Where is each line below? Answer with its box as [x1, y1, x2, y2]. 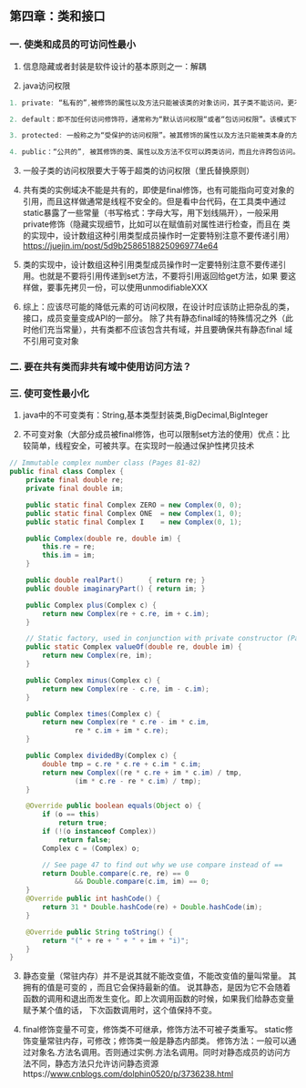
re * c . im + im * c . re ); [74, 726, 169, 735]
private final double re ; [25, 476, 125, 485]
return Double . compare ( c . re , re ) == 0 [42, 868, 189, 878]
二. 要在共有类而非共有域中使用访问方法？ [9, 361, 192, 374]
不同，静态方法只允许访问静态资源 [30, 1058, 159, 1069]
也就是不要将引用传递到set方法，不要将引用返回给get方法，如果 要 [38, 271, 289, 282]
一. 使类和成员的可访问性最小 [9, 38, 137, 51]
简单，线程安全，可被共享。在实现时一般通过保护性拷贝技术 [30, 440, 255, 451]
